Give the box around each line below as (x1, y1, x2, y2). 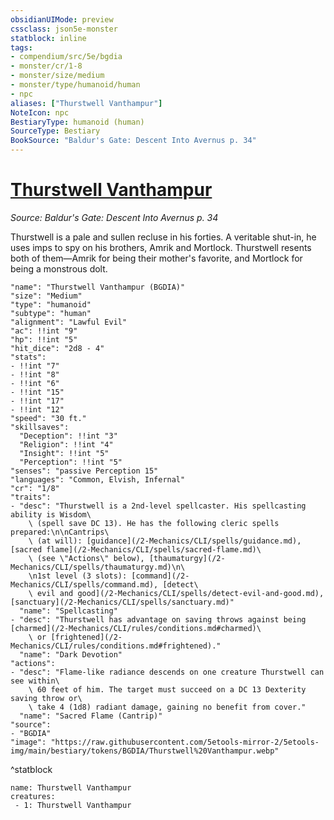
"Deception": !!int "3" (19, 431, 118, 441)
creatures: (10, 791, 56, 801)
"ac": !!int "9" (10, 326, 78, 336)
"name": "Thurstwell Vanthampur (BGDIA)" (10, 282, 186, 292)
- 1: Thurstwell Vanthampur (14, 800, 132, 810)
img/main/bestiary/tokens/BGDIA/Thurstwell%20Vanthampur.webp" (10, 746, 280, 756)
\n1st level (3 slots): (28, 571, 128, 581)
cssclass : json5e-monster (10, 24, 118, 34)
